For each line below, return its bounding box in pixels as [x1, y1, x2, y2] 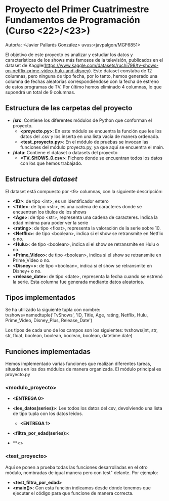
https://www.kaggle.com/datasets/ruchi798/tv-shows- [45, 62, 159, 68]
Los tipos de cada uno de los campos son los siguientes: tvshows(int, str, [5, 327, 158, 333]
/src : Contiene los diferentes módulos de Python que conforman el [12, 117, 152, 123]
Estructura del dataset [5, 175, 77, 184]
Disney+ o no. [12, 268, 42, 274]
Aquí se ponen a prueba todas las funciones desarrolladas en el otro [5, 464, 148, 470]
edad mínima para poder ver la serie [12, 219, 89, 225]
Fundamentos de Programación [5, 14, 140, 26]
